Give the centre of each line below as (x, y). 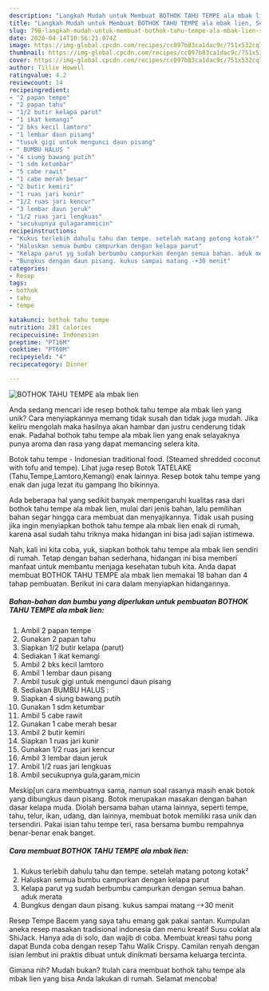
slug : (18, 30)
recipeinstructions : (44, 231)
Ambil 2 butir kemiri (53, 732)
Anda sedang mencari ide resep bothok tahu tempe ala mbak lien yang (125, 409)
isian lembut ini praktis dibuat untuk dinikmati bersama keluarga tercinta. (128, 954)
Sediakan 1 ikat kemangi (60, 655)
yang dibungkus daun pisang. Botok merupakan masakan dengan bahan (128, 798)
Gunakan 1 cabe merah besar (69, 723)
